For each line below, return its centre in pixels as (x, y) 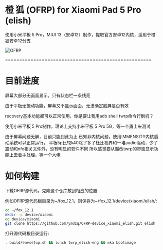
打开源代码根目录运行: (27, 233)
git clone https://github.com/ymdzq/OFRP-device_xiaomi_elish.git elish (80, 224)
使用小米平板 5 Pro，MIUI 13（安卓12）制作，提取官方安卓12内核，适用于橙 (80, 34)
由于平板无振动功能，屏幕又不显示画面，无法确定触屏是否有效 (67, 105)
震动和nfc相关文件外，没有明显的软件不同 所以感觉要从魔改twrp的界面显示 (80, 149)
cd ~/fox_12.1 (19, 210)
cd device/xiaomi (23, 219)
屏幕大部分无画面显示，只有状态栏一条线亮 (48, 95)
